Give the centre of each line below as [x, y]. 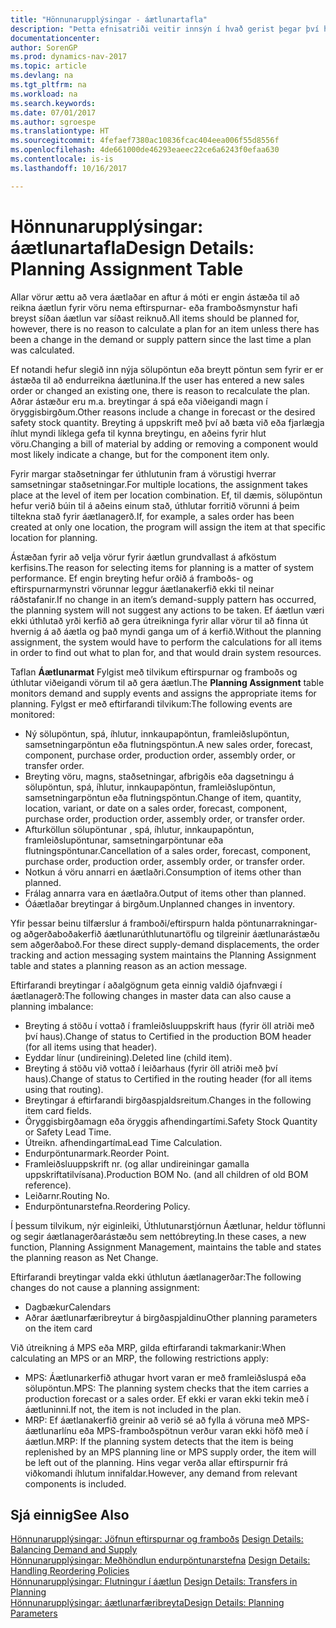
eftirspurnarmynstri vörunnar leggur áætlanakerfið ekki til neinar [142, 588]
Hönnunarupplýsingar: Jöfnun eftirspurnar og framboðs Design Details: [157, 1539]
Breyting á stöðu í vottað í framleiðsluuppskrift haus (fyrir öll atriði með [169, 1025]
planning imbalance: [52, 1006]
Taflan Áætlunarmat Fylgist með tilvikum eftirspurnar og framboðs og [154, 672]
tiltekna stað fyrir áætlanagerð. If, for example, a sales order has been [152, 516]
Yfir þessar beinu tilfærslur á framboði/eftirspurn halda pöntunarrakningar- [164, 923]
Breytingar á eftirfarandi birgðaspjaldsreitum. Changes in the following [168, 1100]
